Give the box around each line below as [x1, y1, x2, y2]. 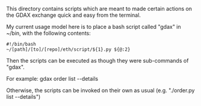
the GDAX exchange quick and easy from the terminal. [6, 11, 141, 19]
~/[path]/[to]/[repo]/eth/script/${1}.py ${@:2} [6, 46, 131, 52]
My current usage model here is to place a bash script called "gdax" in [6, 23, 182, 30]
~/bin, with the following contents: [6, 30, 91, 37]
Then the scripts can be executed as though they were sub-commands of [6, 57, 189, 64]
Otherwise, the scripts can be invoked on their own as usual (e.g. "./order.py [6, 87, 195, 94]
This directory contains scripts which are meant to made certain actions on [6, 5, 193, 12]
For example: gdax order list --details [6, 75, 98, 82]
